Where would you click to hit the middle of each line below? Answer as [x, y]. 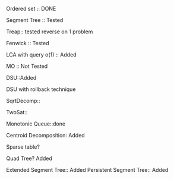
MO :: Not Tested [27, 66]
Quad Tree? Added [29, 158]
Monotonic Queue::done [36, 124]
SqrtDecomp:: [23, 101]
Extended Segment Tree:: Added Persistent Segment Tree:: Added [87, 170]
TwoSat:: [17, 112]
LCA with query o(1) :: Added [41, 55]
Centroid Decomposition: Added [45, 135]
